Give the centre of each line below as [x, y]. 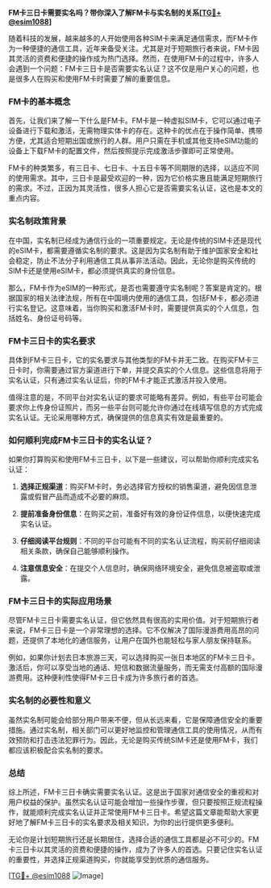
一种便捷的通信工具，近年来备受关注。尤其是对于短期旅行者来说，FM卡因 [137, 48]
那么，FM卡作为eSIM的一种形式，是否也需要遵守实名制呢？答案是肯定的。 [132, 288]
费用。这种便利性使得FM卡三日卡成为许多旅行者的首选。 [109, 677]
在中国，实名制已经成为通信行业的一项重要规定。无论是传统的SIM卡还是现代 [135, 240]
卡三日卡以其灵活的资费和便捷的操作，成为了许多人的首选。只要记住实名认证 [135, 849]
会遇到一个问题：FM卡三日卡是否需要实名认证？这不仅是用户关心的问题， [130, 69]
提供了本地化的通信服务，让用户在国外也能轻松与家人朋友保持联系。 [142, 640]
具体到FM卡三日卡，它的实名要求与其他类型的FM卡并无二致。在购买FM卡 [130, 360]
